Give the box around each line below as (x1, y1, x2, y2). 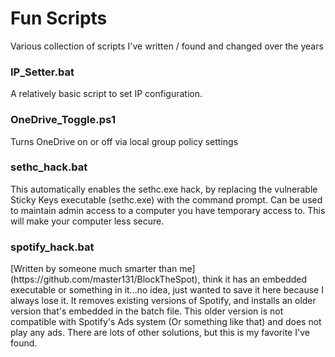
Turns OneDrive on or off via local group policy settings (10, 135, 239, 147)
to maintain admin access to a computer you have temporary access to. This (10, 204, 326, 216)
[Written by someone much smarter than (10, 263, 178, 275)
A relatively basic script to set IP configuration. (10, 88, 203, 100)
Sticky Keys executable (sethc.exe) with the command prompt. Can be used (10, 193, 323, 206)
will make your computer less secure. (10, 215, 165, 227)
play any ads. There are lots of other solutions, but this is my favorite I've (10, 327, 310, 339)
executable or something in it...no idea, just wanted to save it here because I (10, 284, 324, 296)
